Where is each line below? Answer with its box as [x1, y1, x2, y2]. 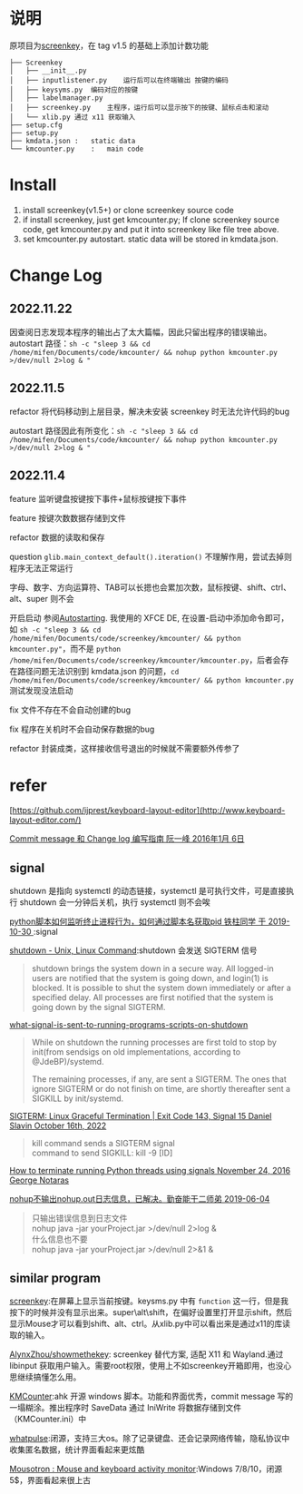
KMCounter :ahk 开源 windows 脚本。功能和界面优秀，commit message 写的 [9, 1391, 294, 1402]
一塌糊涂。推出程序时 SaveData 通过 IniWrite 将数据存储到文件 [9, 1402, 242, 1413]
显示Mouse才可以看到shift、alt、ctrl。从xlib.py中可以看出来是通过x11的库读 [9, 1318, 290, 1330]
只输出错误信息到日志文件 [31, 1213, 128, 1224]
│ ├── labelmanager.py [9, 93, 103, 103]
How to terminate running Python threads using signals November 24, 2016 [9, 1165, 291, 1176]
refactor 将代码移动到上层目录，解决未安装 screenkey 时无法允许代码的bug [9, 406, 290, 417]
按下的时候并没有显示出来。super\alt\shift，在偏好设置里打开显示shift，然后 [9, 1307, 293, 1318]
